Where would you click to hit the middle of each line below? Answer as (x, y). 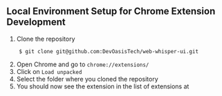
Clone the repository (46, 39)
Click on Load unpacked (49, 71)
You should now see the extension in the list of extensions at (103, 86)
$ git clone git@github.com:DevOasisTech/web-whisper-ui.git (109, 51)
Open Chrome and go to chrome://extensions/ (83, 64)
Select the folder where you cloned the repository (87, 79)
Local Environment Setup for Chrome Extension (111, 11)
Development (36, 22)
